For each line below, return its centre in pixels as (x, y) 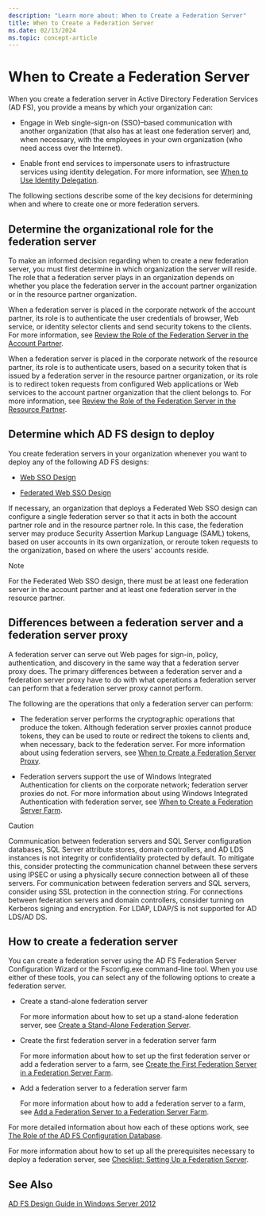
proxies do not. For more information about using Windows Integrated (134, 793)
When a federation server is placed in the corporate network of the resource (133, 359)
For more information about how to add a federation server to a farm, (133, 1103)
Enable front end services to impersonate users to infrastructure (125, 164)
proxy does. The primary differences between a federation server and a (125, 671)
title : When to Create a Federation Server (81, 23)
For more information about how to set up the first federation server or (135, 1056)
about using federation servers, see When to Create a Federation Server (138, 752)
